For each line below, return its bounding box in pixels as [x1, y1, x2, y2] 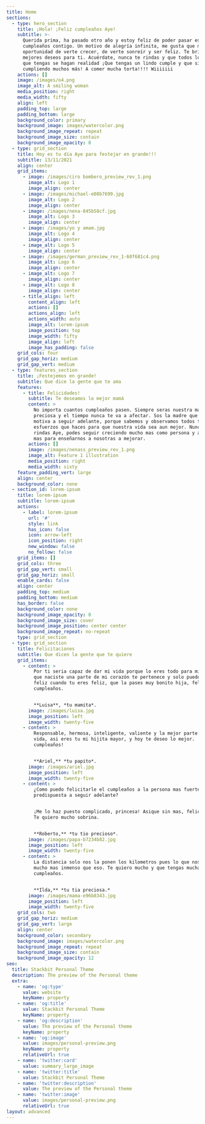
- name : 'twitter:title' [17, 1068, 81, 1075]
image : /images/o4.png [17, 77, 75, 83]
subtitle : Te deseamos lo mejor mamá [28, 396, 124, 402]
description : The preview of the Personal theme [12, 972, 138, 978]
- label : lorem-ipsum [22, 509, 78, 516]
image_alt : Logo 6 [28, 259, 75, 265]
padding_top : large [17, 105, 67, 112]
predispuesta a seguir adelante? [33, 793, 119, 799]
